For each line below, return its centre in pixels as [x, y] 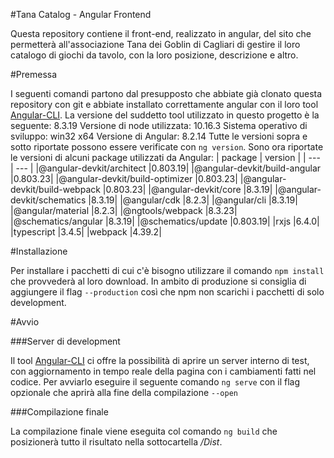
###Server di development [65, 341]
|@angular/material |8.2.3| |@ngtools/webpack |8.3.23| [124, 210]
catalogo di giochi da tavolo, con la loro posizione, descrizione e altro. [154, 55]
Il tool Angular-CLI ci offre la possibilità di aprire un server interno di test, [160, 360]
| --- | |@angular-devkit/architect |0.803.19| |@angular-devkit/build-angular [166, 168]
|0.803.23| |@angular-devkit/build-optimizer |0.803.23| [124, 178]
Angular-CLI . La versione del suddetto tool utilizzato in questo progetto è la [165, 115]
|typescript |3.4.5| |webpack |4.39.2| [86, 232]
